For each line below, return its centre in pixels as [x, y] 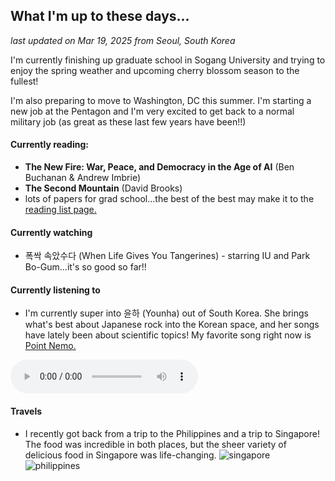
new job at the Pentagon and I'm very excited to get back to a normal [152, 111]
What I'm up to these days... [100, 16]
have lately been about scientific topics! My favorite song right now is [168, 335]
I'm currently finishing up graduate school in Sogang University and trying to [168, 60]
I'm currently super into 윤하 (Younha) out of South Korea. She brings [166, 313]
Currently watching [51, 232]
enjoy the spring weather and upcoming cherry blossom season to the [155, 70]
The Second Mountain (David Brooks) [103, 188]
